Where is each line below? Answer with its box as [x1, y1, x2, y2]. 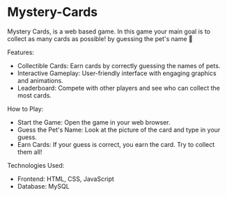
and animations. [17, 76, 64, 84]
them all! [17, 148, 42, 156]
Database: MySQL [17, 182, 70, 190]
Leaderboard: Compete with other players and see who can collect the [17, 84, 221, 92]
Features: [7, 48, 35, 56]
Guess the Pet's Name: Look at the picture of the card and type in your [17, 125, 221, 134]
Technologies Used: [7, 161, 65, 169]
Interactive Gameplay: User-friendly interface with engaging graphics [17, 69, 217, 77]
